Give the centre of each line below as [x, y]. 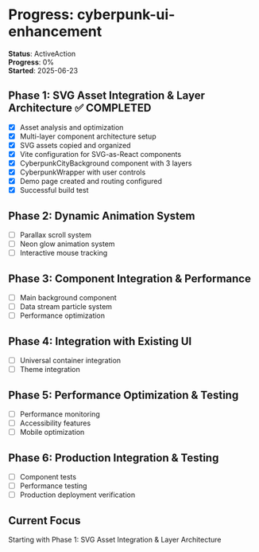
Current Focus [44, 521]
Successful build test [54, 190]
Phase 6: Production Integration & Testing [114, 458]
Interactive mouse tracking [64, 253]
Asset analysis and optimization [72, 127]
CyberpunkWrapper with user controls [83, 172]
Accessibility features [55, 423]
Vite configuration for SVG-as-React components [100, 154]
